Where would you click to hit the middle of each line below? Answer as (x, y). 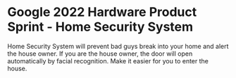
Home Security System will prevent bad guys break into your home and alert (118, 46)
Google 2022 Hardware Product (102, 12)
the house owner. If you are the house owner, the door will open (100, 54)
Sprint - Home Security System (100, 27)
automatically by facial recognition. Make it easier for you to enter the (108, 61)
